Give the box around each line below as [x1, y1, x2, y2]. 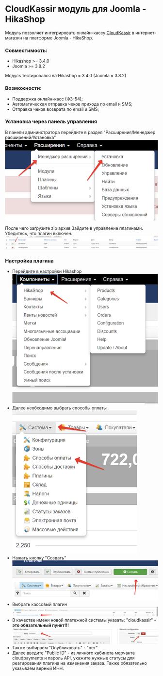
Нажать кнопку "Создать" [12, 555, 66, 560]
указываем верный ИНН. [12, 665, 64, 671]
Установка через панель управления [5, 118, 97, 125]
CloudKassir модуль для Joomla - [5, 3, 147, 15]
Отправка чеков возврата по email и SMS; [12, 106, 99, 112]
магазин [5, 35, 23, 41]
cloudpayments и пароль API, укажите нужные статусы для [12, 655, 135, 661]
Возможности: [5, 85, 42, 92]
